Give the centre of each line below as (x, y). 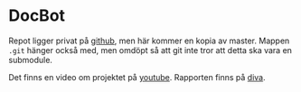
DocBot (37, 16)
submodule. (31, 60)
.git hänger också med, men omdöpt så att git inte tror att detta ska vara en (150, 50)
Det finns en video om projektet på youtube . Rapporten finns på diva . (137, 77)
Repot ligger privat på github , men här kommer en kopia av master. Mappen (149, 41)
